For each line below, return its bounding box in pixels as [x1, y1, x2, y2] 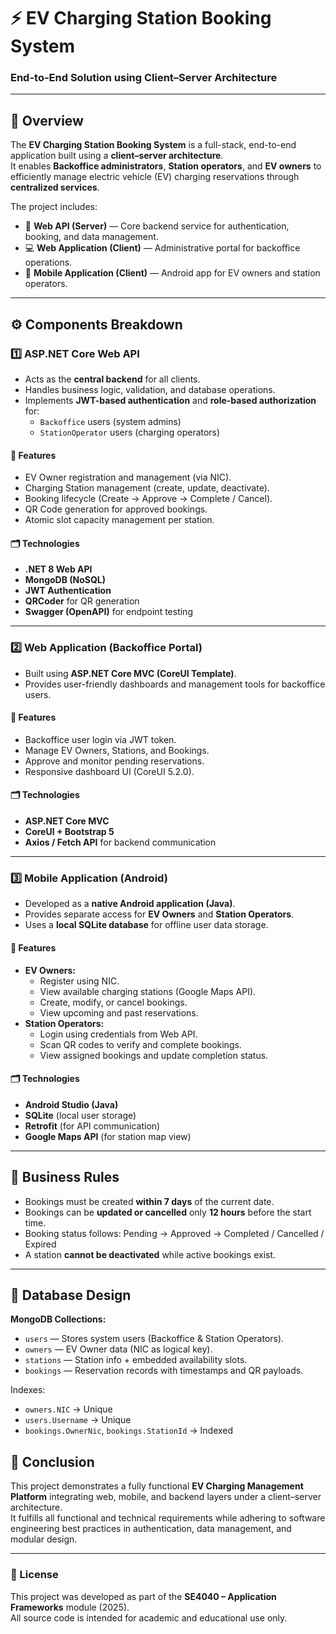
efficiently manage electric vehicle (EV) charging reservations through [10, 171, 300, 183]
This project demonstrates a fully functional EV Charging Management [10, 1480, 304, 1492]
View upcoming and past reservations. [39, 1006, 199, 1019]
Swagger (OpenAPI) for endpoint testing [24, 606, 193, 618]
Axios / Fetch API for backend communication [24, 836, 217, 849]
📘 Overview [10, 112, 84, 129]
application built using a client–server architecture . [10, 150, 224, 162]
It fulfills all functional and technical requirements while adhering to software [10, 1512, 326, 1524]
